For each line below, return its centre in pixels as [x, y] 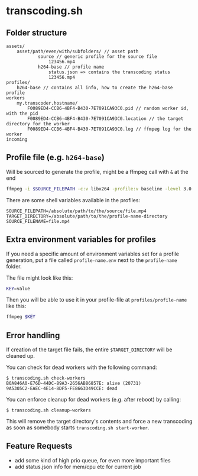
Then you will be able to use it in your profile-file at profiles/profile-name [97, 300]
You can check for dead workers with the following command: [82, 367]
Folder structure [37, 33]
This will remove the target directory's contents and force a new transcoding [99, 422]
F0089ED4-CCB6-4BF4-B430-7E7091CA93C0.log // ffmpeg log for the [110, 129]
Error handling [33, 335]
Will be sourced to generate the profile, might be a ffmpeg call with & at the [97, 171]
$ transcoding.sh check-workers [46, 378]
